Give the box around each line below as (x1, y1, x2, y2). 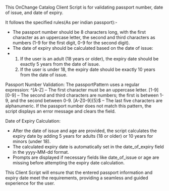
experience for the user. (5, 180, 55, 186)
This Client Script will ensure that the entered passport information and (5, 169, 153, 175)
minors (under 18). (12, 138, 51, 144)
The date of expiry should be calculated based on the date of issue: (12, 45, 153, 51)
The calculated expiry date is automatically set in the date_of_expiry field (12, 144, 164, 150)
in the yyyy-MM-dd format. (12, 149, 69, 155)
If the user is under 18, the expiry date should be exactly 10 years (20, 66, 155, 72)
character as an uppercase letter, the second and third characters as (12, 35, 155, 40)
